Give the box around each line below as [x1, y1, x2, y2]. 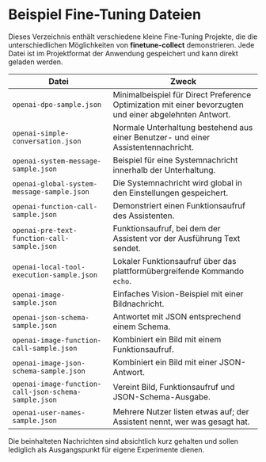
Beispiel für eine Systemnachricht [112, 155, 238, 166]
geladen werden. [8, 57, 63, 67]
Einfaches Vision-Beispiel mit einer [112, 288, 244, 299]
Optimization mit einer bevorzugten [112, 99, 244, 110]
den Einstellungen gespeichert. [112, 187, 228, 198]
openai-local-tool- [12, 262, 85, 271]
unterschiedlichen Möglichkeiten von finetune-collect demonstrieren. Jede [8, 40, 255, 49]
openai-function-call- [12, 202, 97, 211]
